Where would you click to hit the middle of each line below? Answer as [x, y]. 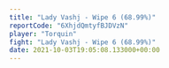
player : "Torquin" [43, 34]
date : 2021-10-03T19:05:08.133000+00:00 [85, 50]
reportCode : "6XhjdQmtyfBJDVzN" [69, 26]
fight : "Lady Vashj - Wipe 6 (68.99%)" [83, 42]
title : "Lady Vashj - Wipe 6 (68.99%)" [83, 17]
